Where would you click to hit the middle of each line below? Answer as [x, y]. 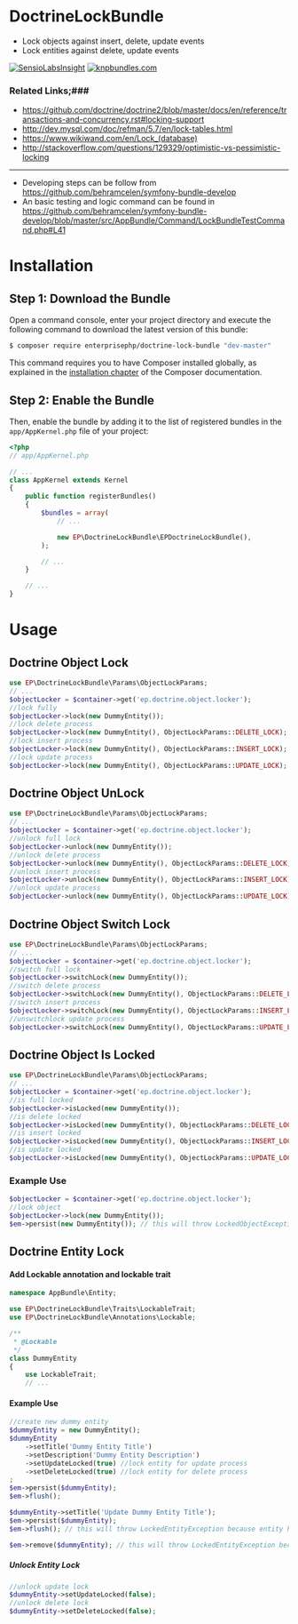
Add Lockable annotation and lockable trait [90, 1274]
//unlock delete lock [49, 1603]
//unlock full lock [45, 839]
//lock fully [33, 708]
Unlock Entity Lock [45, 1565]
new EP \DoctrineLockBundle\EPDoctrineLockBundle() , [154, 537]
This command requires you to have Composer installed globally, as [133, 363]
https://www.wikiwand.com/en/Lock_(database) [110, 139]
